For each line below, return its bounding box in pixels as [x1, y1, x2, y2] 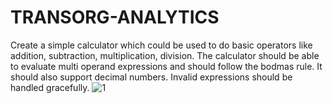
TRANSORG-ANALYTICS [10, 6, 220, 29]
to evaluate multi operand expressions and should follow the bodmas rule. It [10, 60, 323, 72]
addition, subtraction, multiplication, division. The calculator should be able [10, 49, 320, 61]
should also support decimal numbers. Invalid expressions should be [10, 71, 293, 83]
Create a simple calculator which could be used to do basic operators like [10, 39, 313, 51]
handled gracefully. [10, 81, 90, 93]
